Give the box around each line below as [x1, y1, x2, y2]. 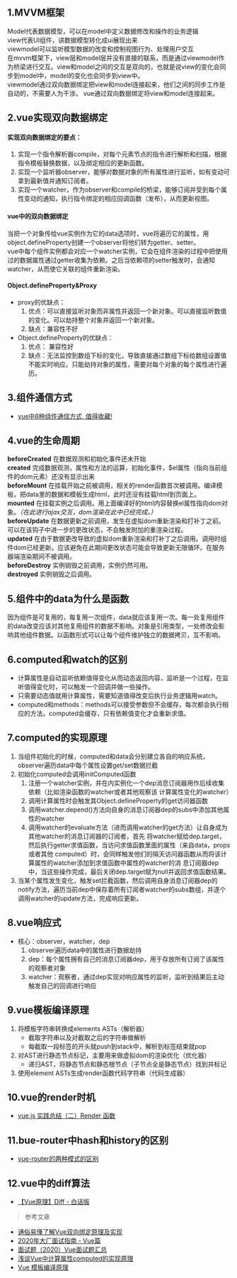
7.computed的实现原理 [7, 732, 108, 744]
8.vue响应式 [7, 917, 62, 929]
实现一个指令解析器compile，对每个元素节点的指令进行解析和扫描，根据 [17, 150, 227, 158]
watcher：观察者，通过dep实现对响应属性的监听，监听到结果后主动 [28, 972, 225, 981]
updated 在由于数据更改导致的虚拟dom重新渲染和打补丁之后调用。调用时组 [7, 534, 227, 543]
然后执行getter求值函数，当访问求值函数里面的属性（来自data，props [28, 840, 231, 849]
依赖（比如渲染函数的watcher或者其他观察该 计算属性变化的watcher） [28, 787, 233, 796]
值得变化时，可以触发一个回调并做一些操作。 [23, 683, 154, 691]
